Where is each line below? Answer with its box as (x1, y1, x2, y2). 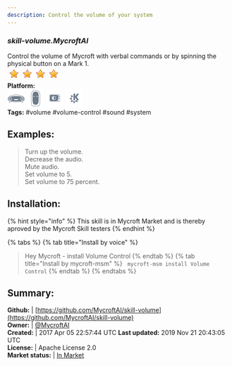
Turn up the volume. (24, 147, 83, 156)
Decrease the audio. (24, 154, 84, 163)
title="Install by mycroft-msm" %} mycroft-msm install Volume (24, 259, 210, 268)
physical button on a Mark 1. (7, 59, 90, 67)
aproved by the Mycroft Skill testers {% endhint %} (7, 224, 155, 233)
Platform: (7, 81, 35, 90)
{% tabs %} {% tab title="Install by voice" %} (7, 238, 139, 246)
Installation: (7, 198, 61, 210)
